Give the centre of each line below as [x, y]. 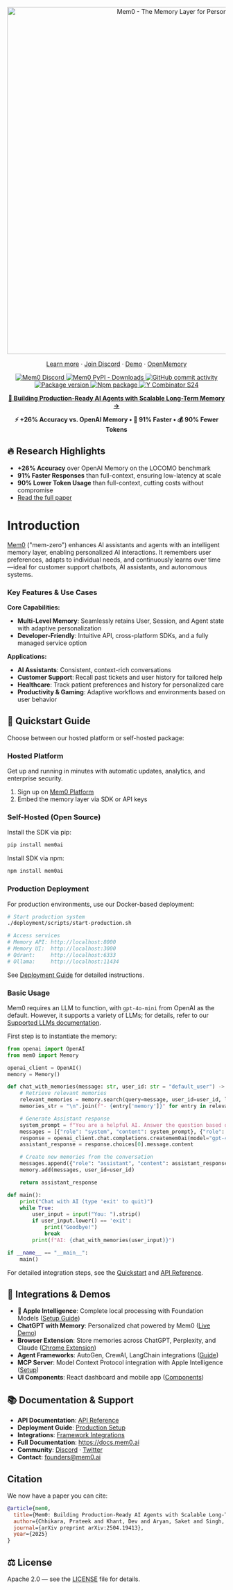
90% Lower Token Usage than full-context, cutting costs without [110, 483]
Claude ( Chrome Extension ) [57, 1348]
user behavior [37, 700]
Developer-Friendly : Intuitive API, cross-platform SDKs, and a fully [113, 636]
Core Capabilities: [34, 608]
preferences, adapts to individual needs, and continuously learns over [107, 560]
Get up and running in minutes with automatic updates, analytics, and [106, 771]
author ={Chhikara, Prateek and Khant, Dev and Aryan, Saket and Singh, [119, 1521]
